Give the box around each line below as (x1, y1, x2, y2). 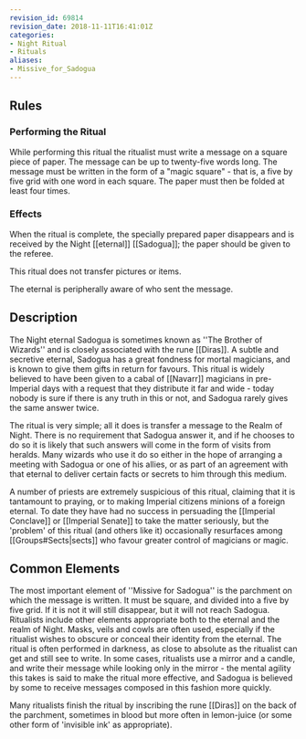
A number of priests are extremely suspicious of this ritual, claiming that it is (9, 486, 296, 497)
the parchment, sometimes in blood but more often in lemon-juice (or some (9, 710, 292, 721)
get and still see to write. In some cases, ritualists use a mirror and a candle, (9, 653, 295, 664)
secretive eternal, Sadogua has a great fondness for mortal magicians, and (9, 354, 290, 364)
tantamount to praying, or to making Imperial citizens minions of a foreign (9, 495, 286, 507)
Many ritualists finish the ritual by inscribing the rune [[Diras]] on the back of (9, 700, 297, 711)
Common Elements (9, 561, 121, 576)
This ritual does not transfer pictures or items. (9, 266, 182, 277)
